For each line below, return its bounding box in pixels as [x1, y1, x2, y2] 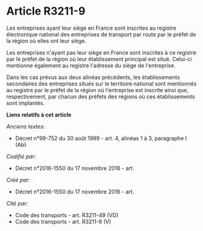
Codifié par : [6, 153, 36, 160]
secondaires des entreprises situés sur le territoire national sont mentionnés [6, 80, 197, 87]
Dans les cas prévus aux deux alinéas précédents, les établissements [6, 73, 181, 81]
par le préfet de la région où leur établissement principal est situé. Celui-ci [6, 55, 193, 62]
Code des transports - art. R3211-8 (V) [15, 218, 111, 225]
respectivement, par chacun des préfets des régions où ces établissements [6, 93, 196, 100]
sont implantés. [6, 99, 45, 107]
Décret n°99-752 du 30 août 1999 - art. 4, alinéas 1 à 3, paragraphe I [15, 135, 187, 142]
